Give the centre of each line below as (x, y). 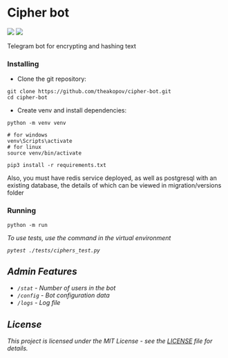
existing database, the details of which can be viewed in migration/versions (114, 186)
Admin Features (42, 271)
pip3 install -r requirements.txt (57, 166)
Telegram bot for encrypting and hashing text (72, 46)
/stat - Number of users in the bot (66, 288)
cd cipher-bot (28, 98)
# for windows (28, 135)
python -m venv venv (37, 123)
